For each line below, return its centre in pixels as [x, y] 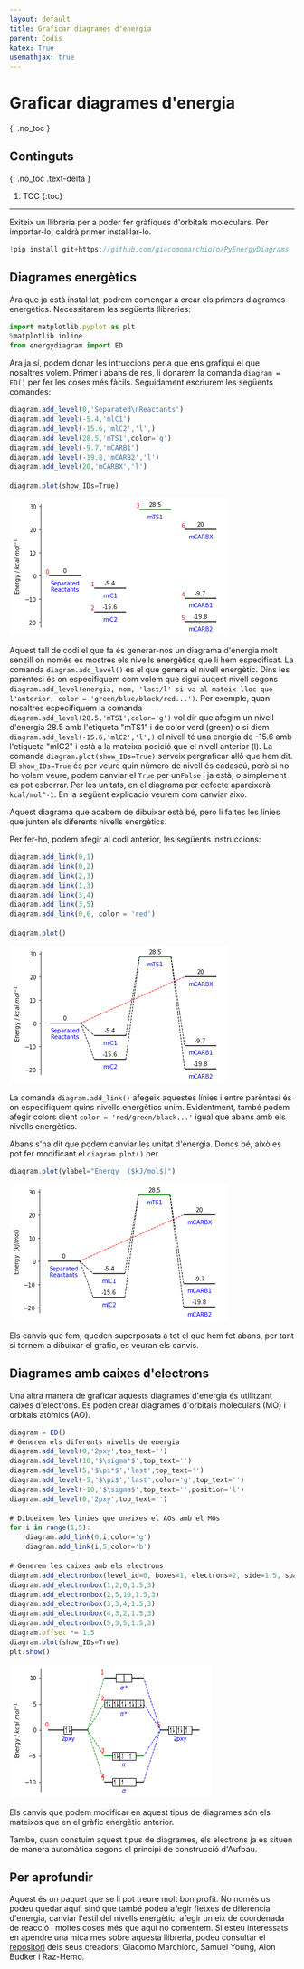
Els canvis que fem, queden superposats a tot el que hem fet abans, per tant [152, 1336]
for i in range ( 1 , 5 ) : [50, 1528]
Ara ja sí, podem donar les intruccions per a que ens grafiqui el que [135, 363]
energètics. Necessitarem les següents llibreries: [100, 309]
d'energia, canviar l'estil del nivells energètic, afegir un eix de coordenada [147, 1918]
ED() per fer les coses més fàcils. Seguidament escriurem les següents [142, 382]
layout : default [40, 19]
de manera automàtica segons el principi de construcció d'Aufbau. [133, 1849]
